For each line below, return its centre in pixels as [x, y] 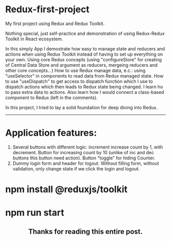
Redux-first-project [47, 9]
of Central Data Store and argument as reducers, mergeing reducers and [81, 65]
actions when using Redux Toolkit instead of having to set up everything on [84, 54]
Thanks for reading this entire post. [85, 232]
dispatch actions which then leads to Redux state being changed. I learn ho [84, 87]
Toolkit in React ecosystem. [34, 39]
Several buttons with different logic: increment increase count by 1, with [88, 147]
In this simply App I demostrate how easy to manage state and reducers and [85, 49]
